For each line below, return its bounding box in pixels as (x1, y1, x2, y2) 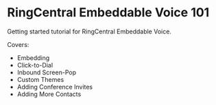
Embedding (16, 53, 50, 62)
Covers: (7, 40, 29, 48)
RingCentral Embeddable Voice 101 (7, 5, 210, 20)
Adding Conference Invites (16, 82, 93, 91)
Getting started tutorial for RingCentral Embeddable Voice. (7, 27, 171, 35)
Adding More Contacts (16, 90, 82, 98)
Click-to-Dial (16, 61, 53, 69)
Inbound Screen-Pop (16, 68, 77, 76)
